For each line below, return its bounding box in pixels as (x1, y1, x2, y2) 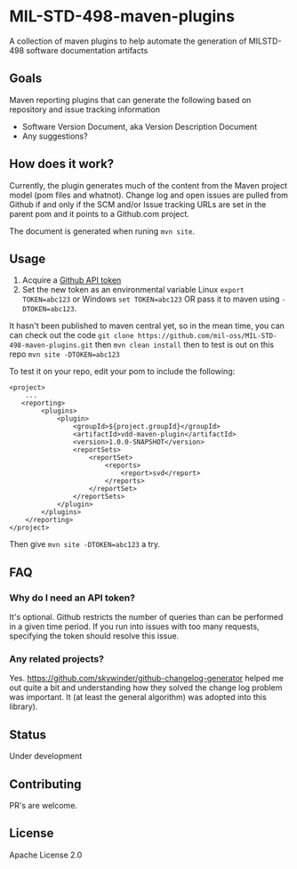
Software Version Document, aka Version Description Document (21, 121, 258, 132)
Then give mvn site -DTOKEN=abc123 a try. (9, 539, 161, 550)
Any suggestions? (21, 131, 88, 141)
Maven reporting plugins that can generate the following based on (9, 94, 252, 105)
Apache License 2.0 (9, 849, 83, 860)
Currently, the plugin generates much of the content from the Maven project (9, 180, 287, 190)
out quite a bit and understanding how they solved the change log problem (9, 682, 283, 693)
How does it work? (9, 157, 115, 172)
